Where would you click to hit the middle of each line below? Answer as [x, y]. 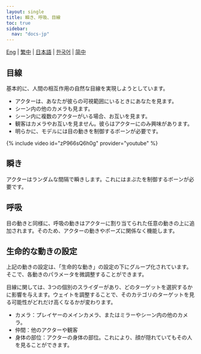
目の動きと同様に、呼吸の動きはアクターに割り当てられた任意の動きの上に [98, 223]
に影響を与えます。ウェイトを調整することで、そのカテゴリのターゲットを [98, 294]
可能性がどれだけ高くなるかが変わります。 [64, 302]
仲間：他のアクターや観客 [46, 330]
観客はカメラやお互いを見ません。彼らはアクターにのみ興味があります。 [104, 123]
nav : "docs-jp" [31, 34]
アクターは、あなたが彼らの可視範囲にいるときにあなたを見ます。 [96, 101]
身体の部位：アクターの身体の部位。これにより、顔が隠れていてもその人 [103, 338]
